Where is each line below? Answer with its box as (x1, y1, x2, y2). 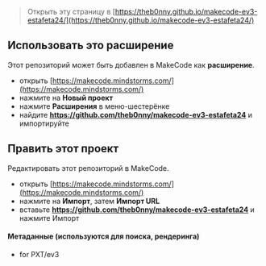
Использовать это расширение (7, 39, 174, 52)
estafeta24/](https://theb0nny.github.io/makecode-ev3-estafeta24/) (27, 15, 255, 25)
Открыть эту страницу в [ (27, 7, 116, 16)
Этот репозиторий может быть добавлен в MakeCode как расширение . (7, 60, 255, 69)
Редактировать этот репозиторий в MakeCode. (7, 163, 170, 172)
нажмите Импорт (19, 213, 80, 222)
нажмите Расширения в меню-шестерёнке (19, 101, 170, 111)
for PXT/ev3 (19, 249, 60, 259)
